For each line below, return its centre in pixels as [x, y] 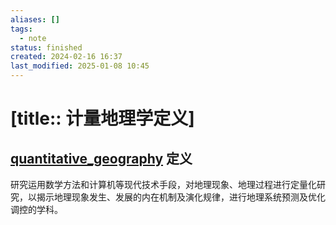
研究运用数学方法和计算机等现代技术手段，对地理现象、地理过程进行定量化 [163, 184]
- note [33, 38]
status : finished [46, 47]
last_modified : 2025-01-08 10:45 [80, 66]
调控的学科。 [36, 209]
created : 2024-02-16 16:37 [66, 57]
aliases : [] [35, 19]
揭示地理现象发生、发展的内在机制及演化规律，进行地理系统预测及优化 [181, 197]
